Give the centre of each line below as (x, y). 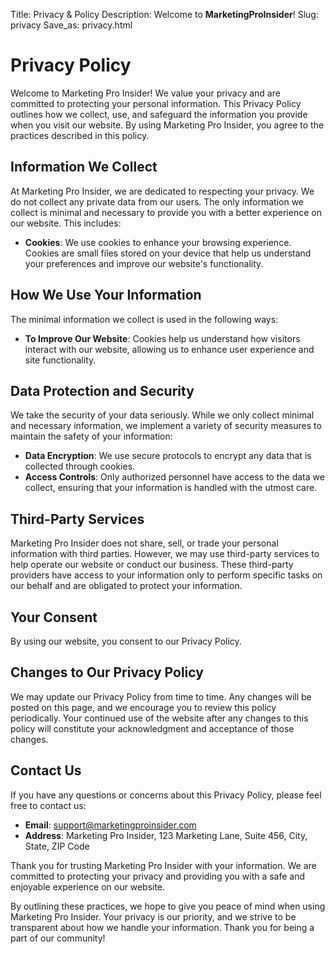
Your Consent (54, 617)
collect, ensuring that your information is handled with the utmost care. (171, 488)
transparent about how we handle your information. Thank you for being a (162, 927)
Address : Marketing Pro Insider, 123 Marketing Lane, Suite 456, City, (166, 835)
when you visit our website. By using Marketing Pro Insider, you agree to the (167, 125)
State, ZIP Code (57, 846)
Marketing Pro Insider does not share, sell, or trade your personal (144, 543)
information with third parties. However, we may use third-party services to (165, 554)
